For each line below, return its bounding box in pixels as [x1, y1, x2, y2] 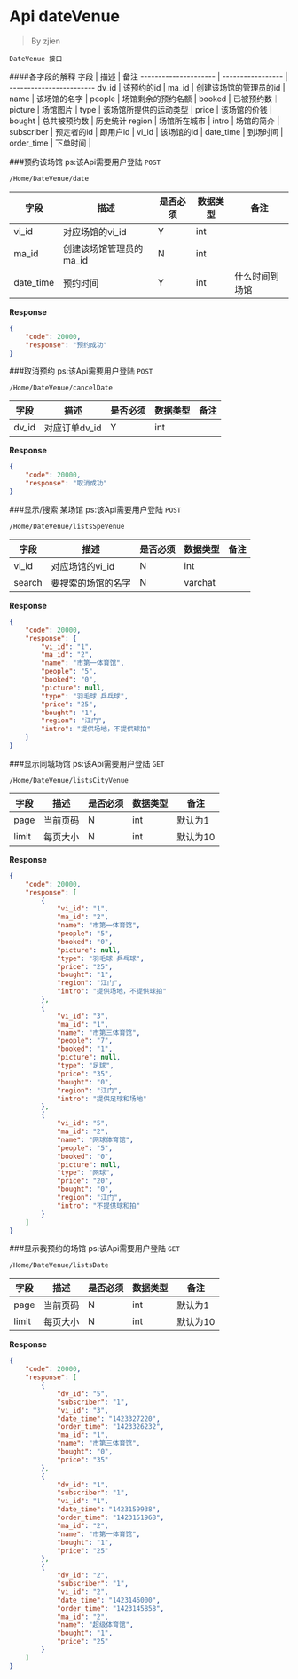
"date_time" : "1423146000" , [56, 1596, 161, 1604]
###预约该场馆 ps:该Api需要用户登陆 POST [9, 156, 161, 167]
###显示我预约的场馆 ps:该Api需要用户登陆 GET [9, 1243, 180, 1254]
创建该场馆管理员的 [62, 242, 144, 255]
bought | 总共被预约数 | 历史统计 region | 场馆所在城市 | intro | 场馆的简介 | [9, 115, 280, 126]
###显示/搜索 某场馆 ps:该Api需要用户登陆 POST [9, 504, 182, 515]
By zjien [30, 35, 60, 46]
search [13, 576, 43, 588]
